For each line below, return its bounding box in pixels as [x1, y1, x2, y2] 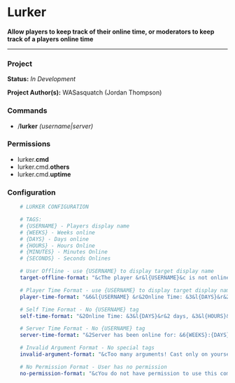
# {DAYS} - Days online [20, 235, 90, 242]
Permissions [7, 139, 51, 149]
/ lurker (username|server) [17, 122, 94, 130]
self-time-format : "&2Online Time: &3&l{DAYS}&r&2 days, [20, 312, 190, 319]
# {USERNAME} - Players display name [20, 222, 130, 230]
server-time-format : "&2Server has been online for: [20, 332, 177, 339]
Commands [7, 106, 48, 116]
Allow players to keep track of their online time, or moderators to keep [7, 27, 215, 36]
